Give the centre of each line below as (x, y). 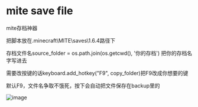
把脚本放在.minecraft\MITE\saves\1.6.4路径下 (61, 40)
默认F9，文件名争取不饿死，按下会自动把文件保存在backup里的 (83, 85)
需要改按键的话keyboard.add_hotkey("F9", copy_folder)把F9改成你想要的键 (97, 73)
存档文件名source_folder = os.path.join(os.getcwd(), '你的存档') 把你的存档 (97, 53)
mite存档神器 (22, 28)
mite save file (40, 11)
